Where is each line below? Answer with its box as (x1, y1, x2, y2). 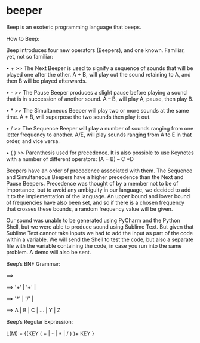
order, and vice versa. (6, 137, 60, 144)
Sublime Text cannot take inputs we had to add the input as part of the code (6, 229, 193, 236)
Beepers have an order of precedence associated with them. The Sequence (6, 167, 193, 174)
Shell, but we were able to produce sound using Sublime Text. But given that (6, 223, 194, 230)
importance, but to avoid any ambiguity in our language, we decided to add (6, 186, 191, 193)
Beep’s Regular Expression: (6, 318, 73, 325)
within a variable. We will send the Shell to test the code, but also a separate (6, 236, 194, 243)
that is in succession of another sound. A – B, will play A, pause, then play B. (6, 95, 194, 102)
